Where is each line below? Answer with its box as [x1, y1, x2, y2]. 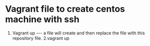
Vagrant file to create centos [5, 3, 125, 15]
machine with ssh [5, 14, 79, 25]
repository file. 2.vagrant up [12, 35, 70, 41]
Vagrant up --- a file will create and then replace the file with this [12, 30, 145, 36]
